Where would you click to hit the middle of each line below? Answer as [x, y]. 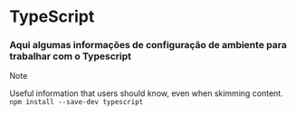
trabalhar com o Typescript [70, 56]
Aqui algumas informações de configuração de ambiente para [148, 45]
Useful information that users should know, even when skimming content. [146, 93]
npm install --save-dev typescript [76, 102]
